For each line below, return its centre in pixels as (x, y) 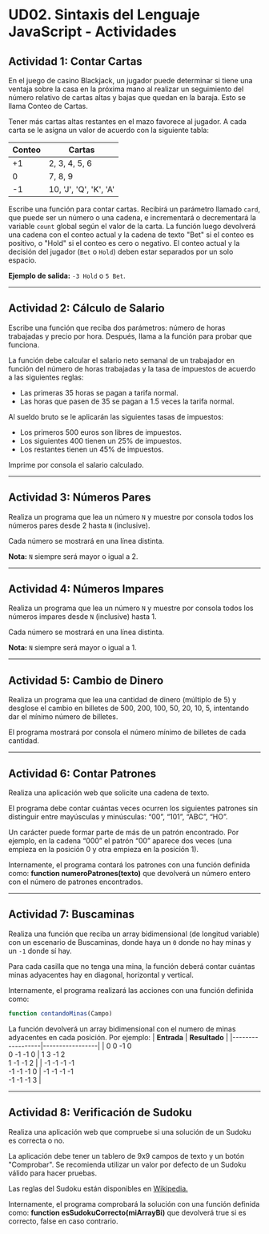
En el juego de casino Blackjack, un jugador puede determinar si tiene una (130, 80)
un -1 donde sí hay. (40, 951)
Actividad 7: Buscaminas (71, 914)
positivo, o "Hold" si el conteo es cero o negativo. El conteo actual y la (124, 243)
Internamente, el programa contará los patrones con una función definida (129, 865)
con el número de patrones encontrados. (76, 882)
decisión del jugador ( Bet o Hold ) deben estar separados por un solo (121, 251)
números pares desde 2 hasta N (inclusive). (79, 525)
